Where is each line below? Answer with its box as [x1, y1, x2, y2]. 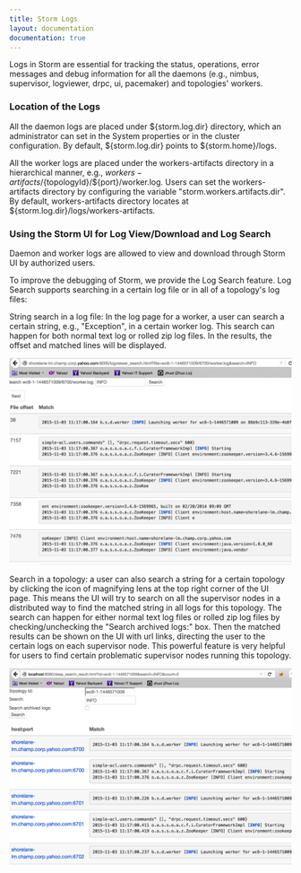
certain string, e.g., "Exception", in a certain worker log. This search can [9, 320, 275, 331]
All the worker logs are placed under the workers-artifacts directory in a [9, 157, 275, 168]
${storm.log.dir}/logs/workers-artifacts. [9, 205, 156, 215]
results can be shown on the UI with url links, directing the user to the [9, 631, 266, 642]
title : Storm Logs [9, 14, 78, 23]
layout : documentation [9, 23, 94, 33]
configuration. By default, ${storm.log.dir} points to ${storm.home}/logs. [9, 140, 278, 151]
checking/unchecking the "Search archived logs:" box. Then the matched [9, 622, 280, 633]
